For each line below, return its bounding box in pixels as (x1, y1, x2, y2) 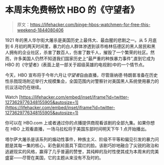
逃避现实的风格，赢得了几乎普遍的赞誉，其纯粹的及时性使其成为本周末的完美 (5, 148, 159, 154)
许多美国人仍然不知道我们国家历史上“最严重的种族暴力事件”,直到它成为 (13, 55, 155, 61)
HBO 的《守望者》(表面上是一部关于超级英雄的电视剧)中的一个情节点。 (5, 62, 147, 68)
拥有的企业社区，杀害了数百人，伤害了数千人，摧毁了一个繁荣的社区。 (9, 49, 150, 55)
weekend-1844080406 (17, 27, 64, 33)
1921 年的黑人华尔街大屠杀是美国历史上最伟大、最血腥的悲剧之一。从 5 (5, 37, 147, 43)
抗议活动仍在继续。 (5, 84, 44, 90)
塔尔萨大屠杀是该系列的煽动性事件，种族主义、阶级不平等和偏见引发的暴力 (5, 136, 155, 142)
